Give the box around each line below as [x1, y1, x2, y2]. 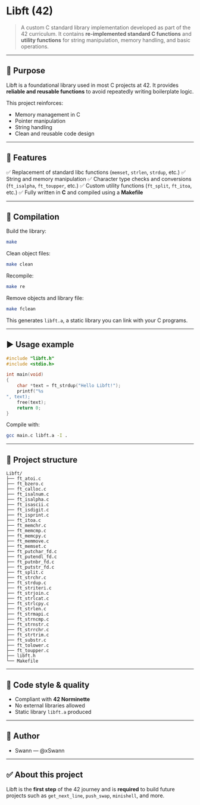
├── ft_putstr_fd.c [6, 564, 55, 570]
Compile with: [6, 421, 40, 428]
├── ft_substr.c [6, 637, 46, 644]
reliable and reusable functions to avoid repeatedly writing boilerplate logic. [6, 88, 194, 95]
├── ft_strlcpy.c [6, 601, 49, 607]
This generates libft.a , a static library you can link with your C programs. [6, 317, 188, 324]
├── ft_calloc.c [6, 486, 46, 492]
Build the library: [6, 227, 46, 235]
